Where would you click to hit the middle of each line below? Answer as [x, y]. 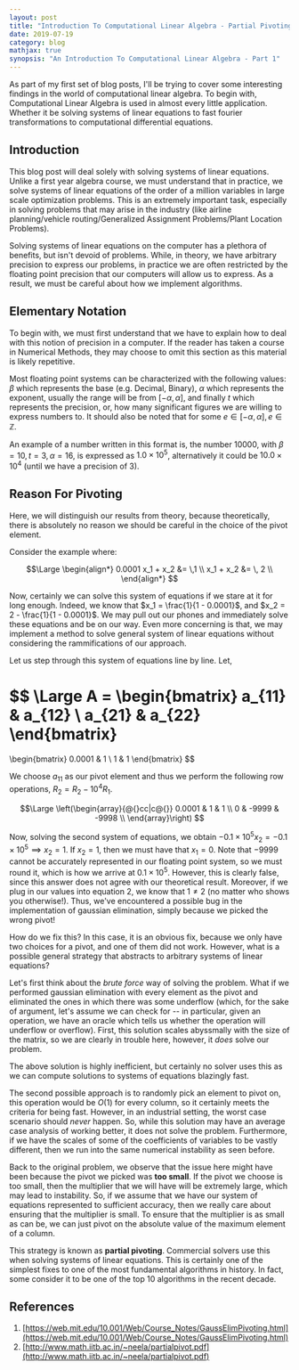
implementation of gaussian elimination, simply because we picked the [139, 910]
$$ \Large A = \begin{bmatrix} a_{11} [148, 696]
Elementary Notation [68, 311]
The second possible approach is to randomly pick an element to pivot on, [145, 1093]
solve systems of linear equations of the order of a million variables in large [147, 190]
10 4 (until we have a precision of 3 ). [74, 465]
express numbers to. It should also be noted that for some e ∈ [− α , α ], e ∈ [146, 416]
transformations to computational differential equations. [111, 122]
